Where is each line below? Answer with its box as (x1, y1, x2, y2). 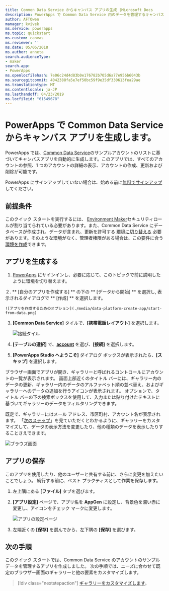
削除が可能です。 (5, 169, 40, 175)
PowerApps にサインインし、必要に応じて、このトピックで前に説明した (12, 271, 161, 277)
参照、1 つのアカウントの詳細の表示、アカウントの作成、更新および (22, 162, 162, 169)
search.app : (5, 63, 30, 68)
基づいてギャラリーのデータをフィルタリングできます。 (5, 400, 119, 406)
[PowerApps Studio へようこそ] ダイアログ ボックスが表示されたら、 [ (12, 352, 158, 358)
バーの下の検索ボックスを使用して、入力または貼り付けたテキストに (19, 394, 160, 400)
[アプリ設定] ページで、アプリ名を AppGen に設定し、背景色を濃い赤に (12, 499, 161, 505)
